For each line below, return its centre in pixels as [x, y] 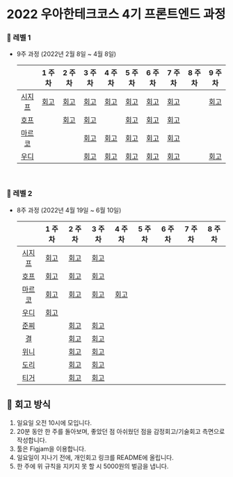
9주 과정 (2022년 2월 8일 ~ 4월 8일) [66, 54]
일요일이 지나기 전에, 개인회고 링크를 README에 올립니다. [95, 457]
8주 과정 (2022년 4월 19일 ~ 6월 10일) [69, 210]
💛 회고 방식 [29, 404]
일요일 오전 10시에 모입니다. [54, 422]
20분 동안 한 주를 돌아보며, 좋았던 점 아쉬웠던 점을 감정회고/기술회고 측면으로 [121, 431]
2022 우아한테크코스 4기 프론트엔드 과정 [116, 14]
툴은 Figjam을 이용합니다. [51, 449]
